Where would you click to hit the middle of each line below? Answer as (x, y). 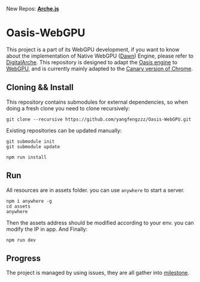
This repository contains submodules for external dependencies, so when (97, 102)
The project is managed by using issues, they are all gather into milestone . (98, 273)
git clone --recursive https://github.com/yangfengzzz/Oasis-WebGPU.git (99, 119)
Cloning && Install (40, 87)
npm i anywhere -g (29, 201)
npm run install (26, 157)
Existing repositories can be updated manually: (64, 130)
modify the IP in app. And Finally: (47, 229)
